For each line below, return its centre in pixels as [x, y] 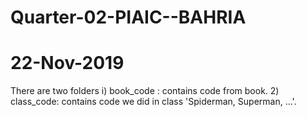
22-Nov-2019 [67, 63]
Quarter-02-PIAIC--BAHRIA [128, 17]
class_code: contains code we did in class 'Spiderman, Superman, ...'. [153, 102]
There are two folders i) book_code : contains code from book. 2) [145, 91]
